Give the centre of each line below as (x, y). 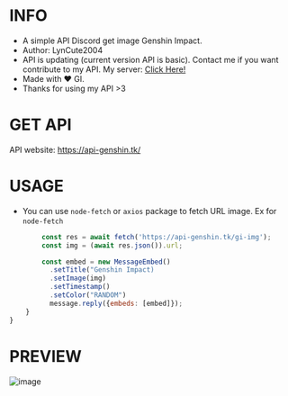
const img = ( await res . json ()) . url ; (112, 245)
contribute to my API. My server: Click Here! (104, 69)
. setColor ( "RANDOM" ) (88, 295)
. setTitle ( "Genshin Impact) (102, 270)
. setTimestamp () (80, 287)
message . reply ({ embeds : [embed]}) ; (116, 303)
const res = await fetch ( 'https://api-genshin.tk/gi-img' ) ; (157, 237)
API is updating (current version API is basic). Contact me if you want (150, 59)
